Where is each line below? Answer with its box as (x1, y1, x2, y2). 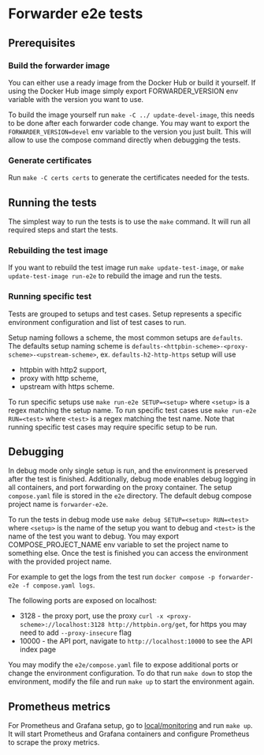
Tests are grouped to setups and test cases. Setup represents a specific (8, 309, 242, 319)
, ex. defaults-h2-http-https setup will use (95, 349, 236, 359)
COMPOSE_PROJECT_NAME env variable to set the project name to (8, 540, 229, 549)
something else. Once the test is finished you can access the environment (8, 549, 248, 558)
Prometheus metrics (8, 700, 111, 713)
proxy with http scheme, (19, 373, 99, 383)
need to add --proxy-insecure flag (19, 628, 132, 637)
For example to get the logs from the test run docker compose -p (8, 572, 215, 582)
